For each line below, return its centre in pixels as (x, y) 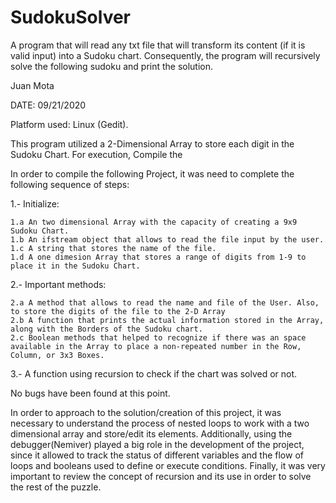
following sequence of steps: (70, 184)
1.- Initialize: (35, 203)
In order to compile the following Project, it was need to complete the (152, 173)
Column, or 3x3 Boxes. (57, 355)
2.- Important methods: (58, 284)
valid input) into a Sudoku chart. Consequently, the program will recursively (165, 55)
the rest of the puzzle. (56, 487)
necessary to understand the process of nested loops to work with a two (160, 423)
